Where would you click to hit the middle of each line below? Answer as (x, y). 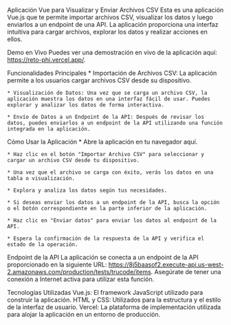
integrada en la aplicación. (49, 129)
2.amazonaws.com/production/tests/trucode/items (79, 272)
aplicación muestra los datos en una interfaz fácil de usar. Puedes (109, 99)
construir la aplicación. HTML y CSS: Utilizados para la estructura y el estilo (114, 300)
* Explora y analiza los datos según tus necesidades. (87, 190)
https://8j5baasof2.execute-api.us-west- (166, 265)
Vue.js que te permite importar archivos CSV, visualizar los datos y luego (110, 17)
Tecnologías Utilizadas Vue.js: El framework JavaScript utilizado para (105, 292)
